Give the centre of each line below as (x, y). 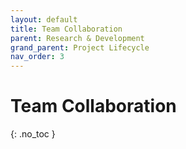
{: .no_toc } (33, 134)
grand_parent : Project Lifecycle (80, 47)
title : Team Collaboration (66, 29)
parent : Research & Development (77, 38)
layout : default (44, 19)
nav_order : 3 (37, 57)
